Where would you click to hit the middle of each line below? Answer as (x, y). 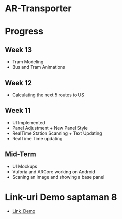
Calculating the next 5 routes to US (48, 95)
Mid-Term (21, 155)
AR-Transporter (38, 9)
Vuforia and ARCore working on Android (54, 172)
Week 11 (18, 111)
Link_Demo (24, 211)
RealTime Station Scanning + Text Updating (57, 133)
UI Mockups (25, 166)
